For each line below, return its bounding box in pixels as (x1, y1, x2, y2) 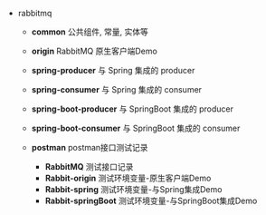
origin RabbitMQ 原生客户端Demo (31, 45, 158, 56)
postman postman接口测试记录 (31, 142, 148, 152)
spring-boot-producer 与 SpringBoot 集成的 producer (31, 103, 233, 114)
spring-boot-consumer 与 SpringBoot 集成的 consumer (31, 122, 241, 133)
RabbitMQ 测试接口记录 (44, 161, 134, 171)
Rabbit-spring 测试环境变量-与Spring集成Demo (44, 184, 223, 194)
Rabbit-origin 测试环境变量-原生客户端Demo (44, 172, 212, 183)
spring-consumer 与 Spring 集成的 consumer (31, 84, 202, 94)
